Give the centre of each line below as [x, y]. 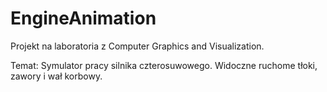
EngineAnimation [83, 18]
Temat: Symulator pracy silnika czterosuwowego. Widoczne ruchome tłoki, [164, 65]
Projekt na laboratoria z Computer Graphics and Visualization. [137, 46]
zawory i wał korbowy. [56, 76]
